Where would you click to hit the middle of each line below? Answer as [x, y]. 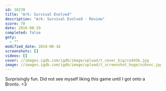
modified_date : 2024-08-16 [33, 46]
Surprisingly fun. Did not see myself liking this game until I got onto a [75, 79]
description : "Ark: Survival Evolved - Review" [55, 19]
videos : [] [16, 56]
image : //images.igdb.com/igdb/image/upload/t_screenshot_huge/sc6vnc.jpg [84, 65]
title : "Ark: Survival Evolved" [38, 14]
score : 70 [15, 23]
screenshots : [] [22, 51]
